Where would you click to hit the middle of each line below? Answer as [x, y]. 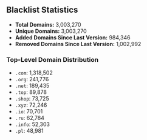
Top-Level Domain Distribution [53, 59]
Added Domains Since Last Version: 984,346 [73, 37]
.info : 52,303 [32, 124]
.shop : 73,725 [32, 99]
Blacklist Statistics [42, 10]
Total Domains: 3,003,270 [48, 24]
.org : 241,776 [32, 79]
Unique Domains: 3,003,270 [51, 31]
